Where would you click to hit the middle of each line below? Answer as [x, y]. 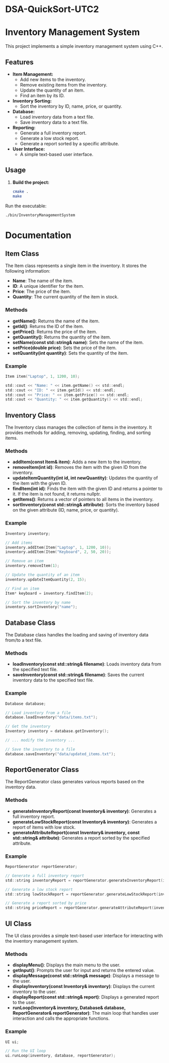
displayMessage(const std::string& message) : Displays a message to [86, 976]
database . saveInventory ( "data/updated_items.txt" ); [60, 754]
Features [19, 62]
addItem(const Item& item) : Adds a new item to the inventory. [77, 462]
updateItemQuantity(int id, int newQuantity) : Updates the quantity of [85, 478]
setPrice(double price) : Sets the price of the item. [65, 348]
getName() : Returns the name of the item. [56, 321]
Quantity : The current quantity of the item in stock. [65, 297]
